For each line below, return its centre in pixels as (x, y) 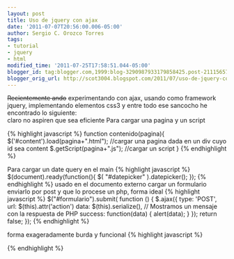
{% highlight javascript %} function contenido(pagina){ (86, 134)
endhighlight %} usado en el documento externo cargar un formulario (107, 185)
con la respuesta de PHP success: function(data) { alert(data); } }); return (112, 214)
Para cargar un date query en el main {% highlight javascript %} (99, 170)
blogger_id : (24, 72)
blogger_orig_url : (34, 78)
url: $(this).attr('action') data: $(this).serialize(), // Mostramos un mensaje (112, 207)
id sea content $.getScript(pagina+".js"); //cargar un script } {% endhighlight (117, 149)
